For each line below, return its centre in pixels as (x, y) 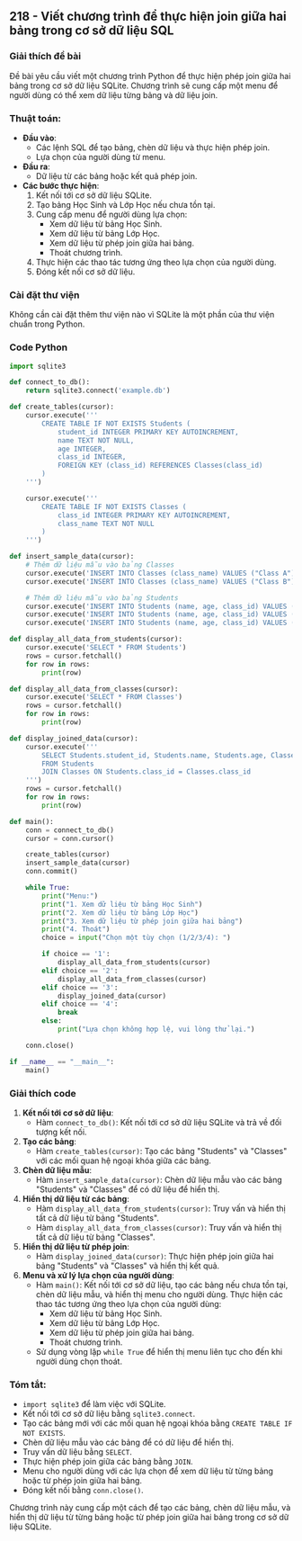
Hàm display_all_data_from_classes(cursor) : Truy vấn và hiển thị (159, 1227)
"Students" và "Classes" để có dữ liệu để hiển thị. (128, 1189)
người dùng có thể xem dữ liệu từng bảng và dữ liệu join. (114, 94)
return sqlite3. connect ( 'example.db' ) (98, 391)
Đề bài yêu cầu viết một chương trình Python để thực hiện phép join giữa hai (150, 76)
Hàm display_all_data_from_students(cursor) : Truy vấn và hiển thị (160, 1208)
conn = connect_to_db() (70, 830)
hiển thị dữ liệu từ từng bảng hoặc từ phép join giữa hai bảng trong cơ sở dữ (149, 1518)
